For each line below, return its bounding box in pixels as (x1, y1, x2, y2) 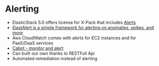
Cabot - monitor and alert (12, 45, 64, 51)
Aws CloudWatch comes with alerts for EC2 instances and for (12, 35, 136, 41)
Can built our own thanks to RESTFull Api (12, 50, 95, 56)
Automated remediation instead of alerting (12, 55, 98, 61)
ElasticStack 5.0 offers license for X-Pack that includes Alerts (12, 19, 136, 25)
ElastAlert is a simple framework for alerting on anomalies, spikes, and (12, 24, 154, 30)
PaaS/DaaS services (12, 40, 54, 46)
